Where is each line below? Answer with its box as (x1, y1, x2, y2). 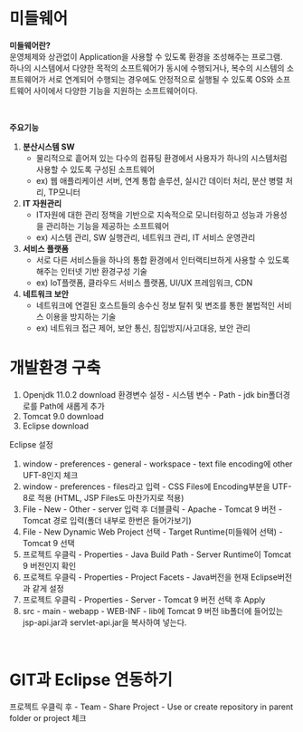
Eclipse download (22, 420, 89, 431)
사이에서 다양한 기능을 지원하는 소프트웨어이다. (33, 85, 198, 96)
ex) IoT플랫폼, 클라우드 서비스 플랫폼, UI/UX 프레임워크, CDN (35, 277, 253, 288)
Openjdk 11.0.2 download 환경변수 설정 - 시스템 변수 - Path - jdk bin (22, 389, 269, 400)
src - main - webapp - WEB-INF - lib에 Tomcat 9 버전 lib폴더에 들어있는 (22, 605, 283, 616)
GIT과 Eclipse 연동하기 (9, 669, 174, 690)
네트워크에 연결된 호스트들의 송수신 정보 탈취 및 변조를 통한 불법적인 (35, 300, 276, 311)
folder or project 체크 (9, 712, 87, 723)
